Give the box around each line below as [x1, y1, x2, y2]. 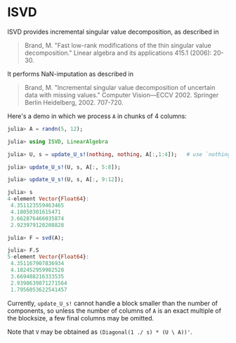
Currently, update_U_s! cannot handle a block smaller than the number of [7, 299, 218, 307]
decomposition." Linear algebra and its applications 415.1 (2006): [24, 48, 212, 57]
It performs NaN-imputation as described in [7, 70, 133, 78]
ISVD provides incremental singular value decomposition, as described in [7, 27, 219, 36]
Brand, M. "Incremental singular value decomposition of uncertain [24, 83, 216, 91]
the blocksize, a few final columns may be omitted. [7, 313, 155, 322]
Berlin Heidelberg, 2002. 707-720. [24, 98, 124, 106]
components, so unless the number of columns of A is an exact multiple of [7, 306, 221, 315]
